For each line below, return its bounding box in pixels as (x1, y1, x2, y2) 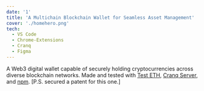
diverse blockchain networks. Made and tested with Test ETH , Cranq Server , (6, 71, 198, 79)
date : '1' (6, 8, 32, 15)
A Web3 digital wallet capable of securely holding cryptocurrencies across (6, 65, 194, 72)
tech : (6, 25, 20, 32)
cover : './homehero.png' (6, 20, 69, 26)
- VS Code (12, 32, 37, 38)
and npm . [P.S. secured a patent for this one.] (6, 78, 121, 85)
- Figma (12, 49, 32, 55)
